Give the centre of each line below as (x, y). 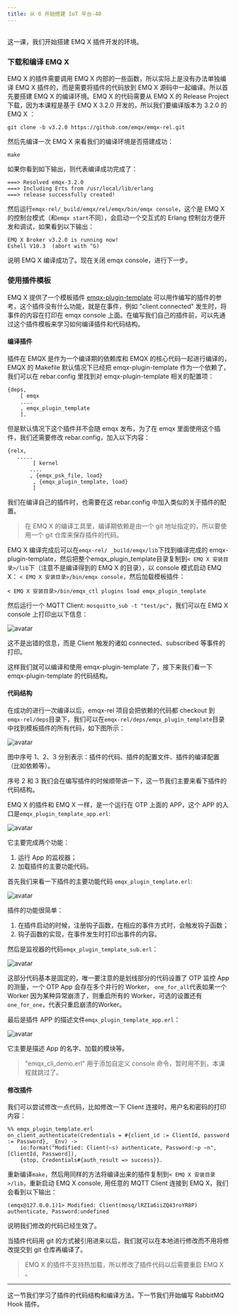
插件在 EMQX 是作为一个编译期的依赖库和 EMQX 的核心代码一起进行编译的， (119, 358)
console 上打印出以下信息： (48, 614)
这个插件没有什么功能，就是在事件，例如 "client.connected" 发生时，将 (123, 306)
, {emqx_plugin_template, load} (81, 482)
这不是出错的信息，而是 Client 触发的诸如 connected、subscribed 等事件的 (116, 643)
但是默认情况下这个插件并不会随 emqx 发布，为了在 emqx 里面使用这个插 (114, 428)
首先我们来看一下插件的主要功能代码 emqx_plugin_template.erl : (100, 882)
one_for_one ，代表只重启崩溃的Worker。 (67, 1005)
